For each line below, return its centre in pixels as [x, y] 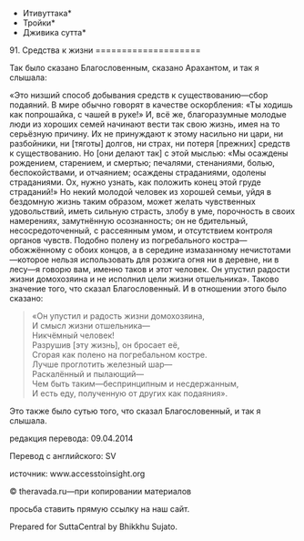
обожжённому [38, 250]
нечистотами [265, 250]
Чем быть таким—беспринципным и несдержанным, [135, 383]
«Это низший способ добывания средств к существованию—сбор [139, 95]
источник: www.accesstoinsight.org [77, 474]
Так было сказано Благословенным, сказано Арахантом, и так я [134, 68]
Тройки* [39, 23]
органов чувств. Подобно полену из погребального [110, 240]
